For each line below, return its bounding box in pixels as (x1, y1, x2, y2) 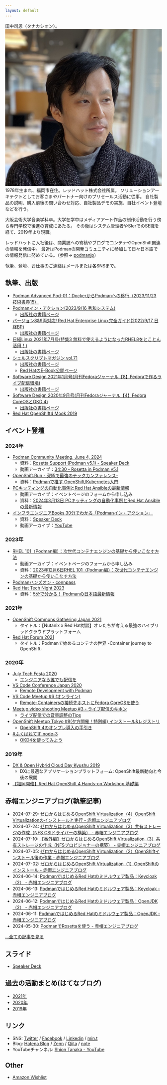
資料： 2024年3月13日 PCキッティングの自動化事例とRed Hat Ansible (19, 498, 161, 504)
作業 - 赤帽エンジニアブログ (43, 855, 100, 861)
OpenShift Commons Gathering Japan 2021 (12, 616, 102, 622)
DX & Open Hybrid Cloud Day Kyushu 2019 (12, 762, 100, 768)
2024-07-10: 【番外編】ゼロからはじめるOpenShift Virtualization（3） (12, 836, 156, 842)
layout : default (5, 8, 39, 13)
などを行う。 (5, 206, 31, 212)
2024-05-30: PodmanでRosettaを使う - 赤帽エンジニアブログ (12, 923, 139, 929)
